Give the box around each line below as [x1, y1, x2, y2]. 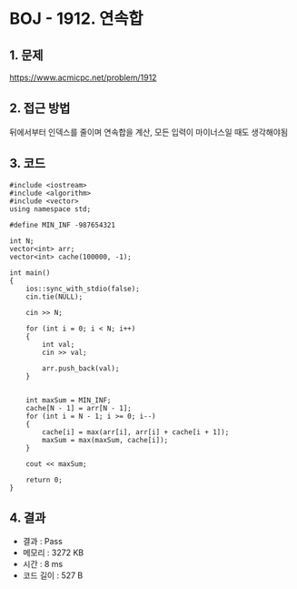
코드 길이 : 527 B [22, 570, 84, 581]
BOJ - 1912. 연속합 [9, 8, 144, 29]
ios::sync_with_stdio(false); [25, 284, 141, 293]
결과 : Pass [22, 536, 64, 547]
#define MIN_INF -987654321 [9, 220, 116, 229]
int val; [42, 340, 75, 349]
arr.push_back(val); [42, 363, 120, 373]
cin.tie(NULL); [25, 292, 84, 301]
